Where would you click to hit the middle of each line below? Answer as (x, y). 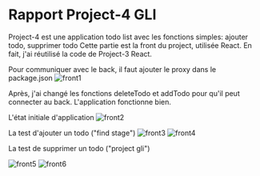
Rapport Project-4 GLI (82, 15)
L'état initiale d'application (51, 117)
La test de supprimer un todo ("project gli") (79, 148)
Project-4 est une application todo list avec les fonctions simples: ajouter (128, 37)
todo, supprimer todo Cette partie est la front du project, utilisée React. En (130, 45)
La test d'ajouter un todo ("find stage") (72, 133)
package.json (31, 78)
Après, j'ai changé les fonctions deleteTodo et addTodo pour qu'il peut (124, 93)
